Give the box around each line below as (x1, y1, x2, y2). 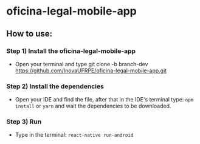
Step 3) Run (6, 117, 42, 126)
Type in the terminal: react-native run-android (15, 131, 134, 139)
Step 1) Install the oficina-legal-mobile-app (6, 47, 136, 55)
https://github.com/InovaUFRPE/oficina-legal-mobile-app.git (15, 67, 167, 74)
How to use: (6, 29, 53, 39)
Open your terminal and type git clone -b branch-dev (15, 60, 148, 67)
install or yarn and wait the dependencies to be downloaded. (15, 102, 171, 110)
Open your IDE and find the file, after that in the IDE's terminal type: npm (15, 96, 194, 103)
